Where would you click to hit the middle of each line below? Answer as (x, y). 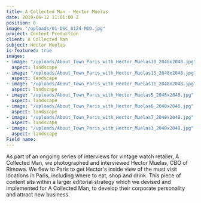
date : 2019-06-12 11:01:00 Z (42, 17)
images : (16, 56)
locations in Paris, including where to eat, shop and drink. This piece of (94, 175)
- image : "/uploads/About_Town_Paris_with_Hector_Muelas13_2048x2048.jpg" (101, 73)
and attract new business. (38, 194)
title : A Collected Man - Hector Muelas (57, 12)
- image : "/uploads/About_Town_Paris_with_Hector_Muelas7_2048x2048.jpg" (100, 117)
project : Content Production (42, 34)
